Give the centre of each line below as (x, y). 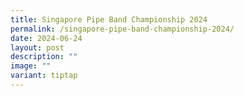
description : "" (44, 57)
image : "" (31, 66)
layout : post (37, 47)
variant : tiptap (44, 76)
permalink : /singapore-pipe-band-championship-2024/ (122, 29)
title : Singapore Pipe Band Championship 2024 (109, 19)
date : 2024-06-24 (46, 38)
